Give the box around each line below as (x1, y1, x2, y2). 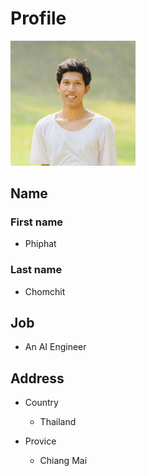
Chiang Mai (39, 455, 88, 467)
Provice (24, 435, 57, 447)
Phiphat (24, 238, 57, 250)
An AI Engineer (24, 341, 87, 353)
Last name (10, 263, 63, 277)
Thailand (39, 416, 77, 428)
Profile (10, 7, 67, 30)
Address (10, 370, 65, 387)
